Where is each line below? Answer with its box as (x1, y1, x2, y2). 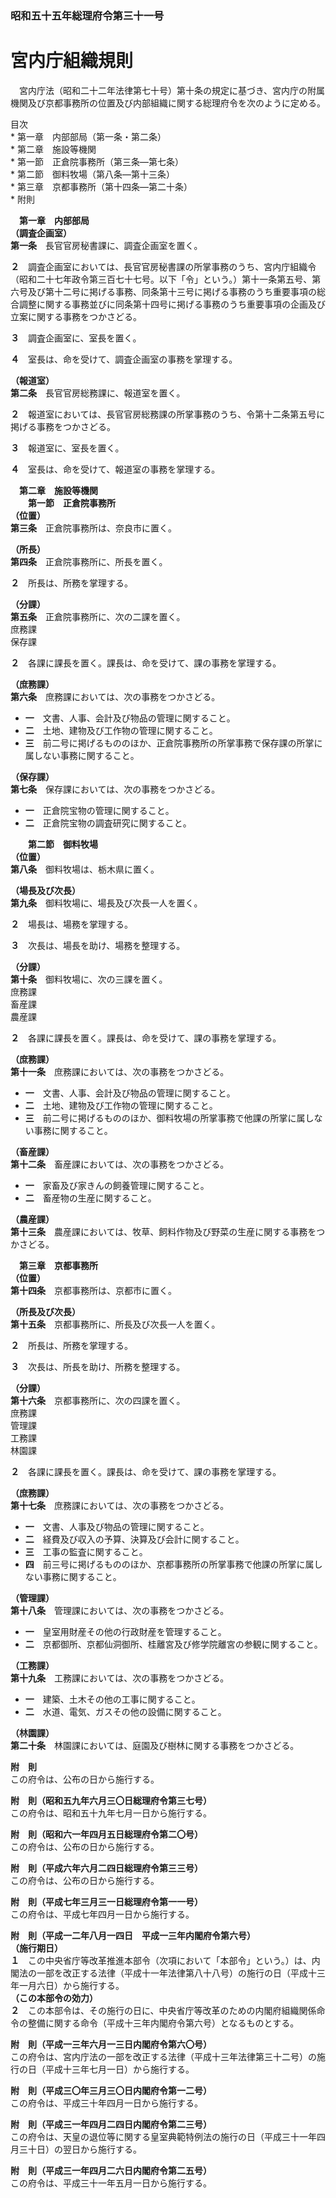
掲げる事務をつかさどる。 (10, 420, 116, 432)
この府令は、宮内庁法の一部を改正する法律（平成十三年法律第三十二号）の (10, 2050, 317, 2062)
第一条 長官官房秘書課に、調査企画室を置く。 (10, 239, 203, 251)
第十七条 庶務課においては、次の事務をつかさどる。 (10, 1499, 230, 1511)
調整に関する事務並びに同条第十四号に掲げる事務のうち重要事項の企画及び (18, 298, 326, 310)
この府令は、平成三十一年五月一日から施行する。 (10, 2177, 212, 2189)
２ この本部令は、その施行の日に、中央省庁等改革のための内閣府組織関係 (10, 2004, 317, 2016)
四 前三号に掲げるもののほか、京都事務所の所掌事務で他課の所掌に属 (24, 1558, 315, 1570)
